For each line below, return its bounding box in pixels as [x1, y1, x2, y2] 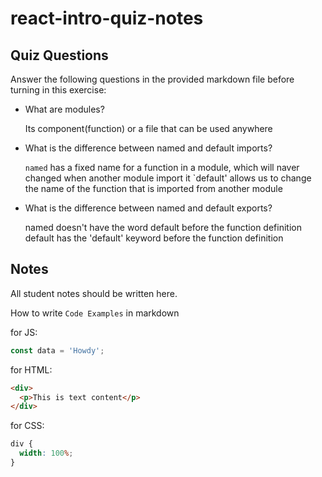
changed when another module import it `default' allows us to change [24, 172, 312, 184]
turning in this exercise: [10, 84, 107, 96]
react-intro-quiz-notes [10, 7, 204, 30]
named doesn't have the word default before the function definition [24, 222, 302, 233]
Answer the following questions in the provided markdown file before [10, 73, 295, 85]
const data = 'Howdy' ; [10, 345, 105, 356]
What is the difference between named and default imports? [24, 142, 273, 154]
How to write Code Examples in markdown [10, 307, 180, 319]
